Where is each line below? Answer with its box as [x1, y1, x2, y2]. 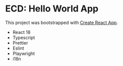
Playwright [12, 50, 35, 56]
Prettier [12, 39, 28, 45]
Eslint [12, 45, 24, 51]
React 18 [12, 29, 31, 35]
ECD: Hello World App [5, 3, 99, 14]
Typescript [12, 34, 35, 40]
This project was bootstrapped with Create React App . [5, 19, 118, 25]
